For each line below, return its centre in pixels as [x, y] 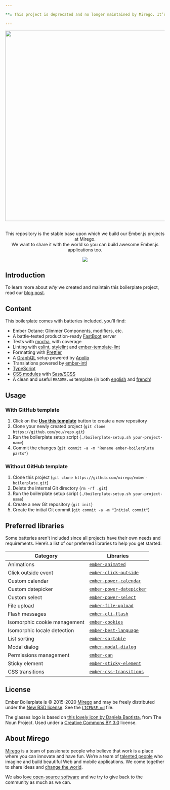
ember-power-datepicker [118, 589]
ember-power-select [113, 598]
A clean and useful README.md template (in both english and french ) [82, 379]
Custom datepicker [30, 589]
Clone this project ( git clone [43, 477]
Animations [21, 565]
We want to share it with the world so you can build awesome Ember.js [85, 244]
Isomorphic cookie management [46, 622]
